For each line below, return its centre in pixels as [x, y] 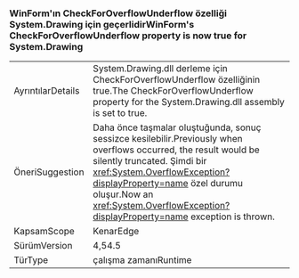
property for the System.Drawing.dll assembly [189, 102]
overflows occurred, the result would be [176, 150]
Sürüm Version [43, 246]
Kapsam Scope [44, 232]
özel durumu [216, 184]
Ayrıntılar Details [47, 91]
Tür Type [31, 260]
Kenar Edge [116, 232]
